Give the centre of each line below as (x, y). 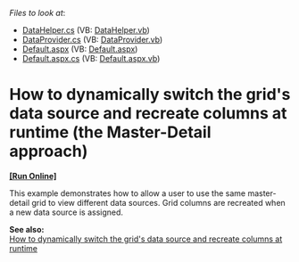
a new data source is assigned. (66, 212)
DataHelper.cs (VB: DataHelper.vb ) (86, 30)
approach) (49, 151)
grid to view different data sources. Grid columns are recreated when (158, 202)
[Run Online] (33, 176)
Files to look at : (37, 13)
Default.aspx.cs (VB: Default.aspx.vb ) (91, 58)
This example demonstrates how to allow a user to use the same (128, 193)
